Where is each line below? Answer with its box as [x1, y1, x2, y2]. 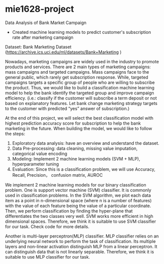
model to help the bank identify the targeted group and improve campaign [5, 90, 154, 96]
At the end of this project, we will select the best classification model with [5, 115, 154, 121]
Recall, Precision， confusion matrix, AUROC [12, 172, 103, 178]
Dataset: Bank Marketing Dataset [5, 44, 72, 50]
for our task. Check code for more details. [5, 223, 90, 229]
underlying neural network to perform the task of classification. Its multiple [5, 238, 156, 244]
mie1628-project [5, 3, 74, 15]
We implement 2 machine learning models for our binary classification [5, 182, 146, 187]
